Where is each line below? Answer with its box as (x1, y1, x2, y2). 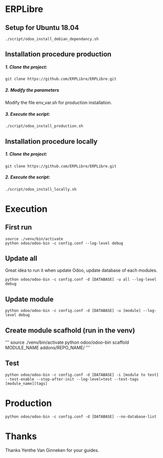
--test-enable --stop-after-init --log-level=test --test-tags (5, 377, 139, 382)
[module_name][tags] (5, 381, 48, 386)
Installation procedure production (5, 50, 112, 58)
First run (5, 223, 32, 231)
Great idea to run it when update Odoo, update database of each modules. (5, 267, 158, 273)
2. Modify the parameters (5, 87, 60, 93)
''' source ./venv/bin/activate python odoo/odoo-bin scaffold (5, 339, 129, 345)
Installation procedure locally (5, 137, 98, 146)
